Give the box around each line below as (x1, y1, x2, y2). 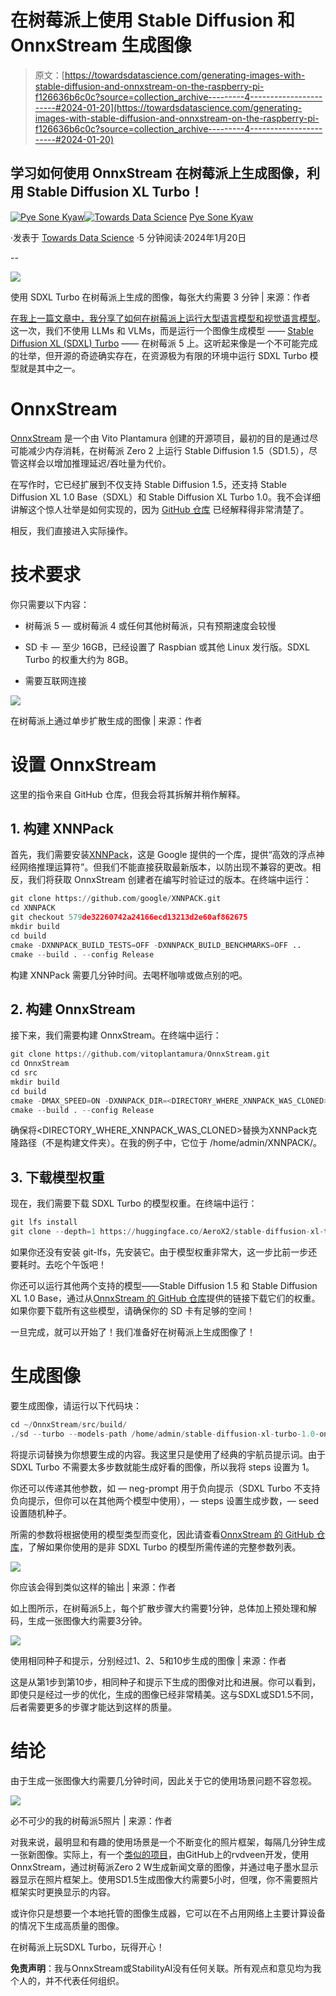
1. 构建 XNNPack (10, 820, 114, 837)
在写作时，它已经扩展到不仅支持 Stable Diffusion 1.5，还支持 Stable (10, 478, 287, 490)
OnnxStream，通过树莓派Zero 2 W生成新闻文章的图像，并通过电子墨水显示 (10, 1861, 319, 1873)
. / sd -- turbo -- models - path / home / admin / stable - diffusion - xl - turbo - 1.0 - (10, 1429, 320, 1439)
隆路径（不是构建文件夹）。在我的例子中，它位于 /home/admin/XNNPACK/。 (10, 1137, 322, 1149)
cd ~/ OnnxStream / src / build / (10, 1419, 128, 1430)
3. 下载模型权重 (10, 1169, 105, 1186)
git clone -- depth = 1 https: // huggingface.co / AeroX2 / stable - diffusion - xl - (10, 1227, 325, 1237)
